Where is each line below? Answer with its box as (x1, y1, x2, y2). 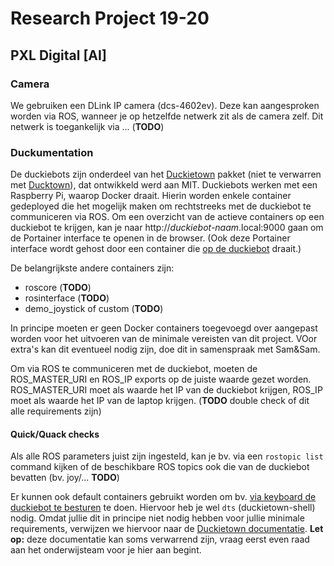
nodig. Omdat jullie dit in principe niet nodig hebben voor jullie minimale (10, 512, 305, 524)
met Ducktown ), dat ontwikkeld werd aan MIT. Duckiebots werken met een (10, 179, 318, 191)
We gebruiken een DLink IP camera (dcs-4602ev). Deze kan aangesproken (10, 99, 320, 111)
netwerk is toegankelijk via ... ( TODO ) (10, 120, 165, 132)
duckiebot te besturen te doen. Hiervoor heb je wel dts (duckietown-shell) (10, 502, 316, 514)
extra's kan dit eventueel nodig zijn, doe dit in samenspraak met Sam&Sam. (10, 343, 321, 356)
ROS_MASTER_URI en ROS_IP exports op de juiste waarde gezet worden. (10, 373, 312, 386)
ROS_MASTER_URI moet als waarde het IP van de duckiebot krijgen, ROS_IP (10, 384, 323, 396)
